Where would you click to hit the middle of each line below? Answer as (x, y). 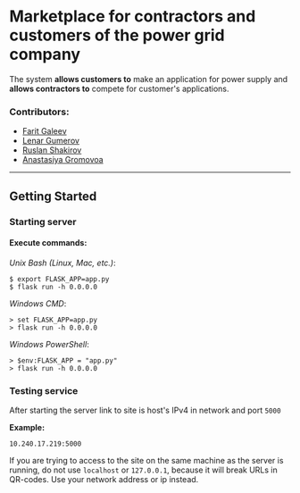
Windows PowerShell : (49, 344)
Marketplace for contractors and (133, 17)
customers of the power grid (117, 35)
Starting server (43, 221)
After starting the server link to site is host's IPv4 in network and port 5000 (145, 410)
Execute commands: (48, 243)
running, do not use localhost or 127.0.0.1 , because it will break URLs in (144, 470)
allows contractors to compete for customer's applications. (119, 88)
